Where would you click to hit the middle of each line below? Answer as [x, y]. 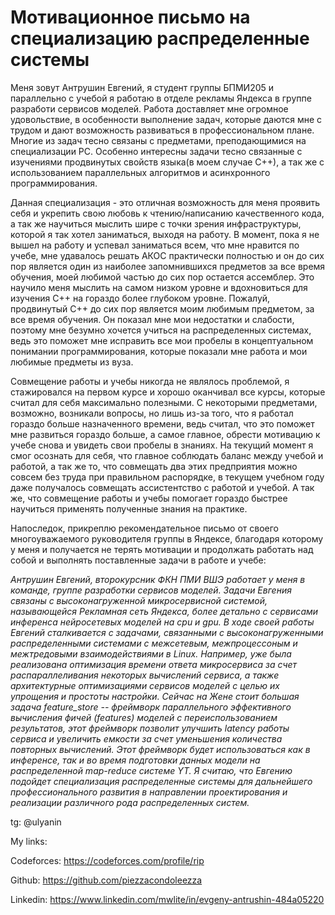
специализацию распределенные [160, 38]
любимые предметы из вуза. [72, 362]
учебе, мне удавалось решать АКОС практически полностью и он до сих [167, 255]
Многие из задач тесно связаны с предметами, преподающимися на [158, 140]
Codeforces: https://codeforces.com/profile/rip [107, 860]
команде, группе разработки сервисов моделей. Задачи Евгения [151, 590]
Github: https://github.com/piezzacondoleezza [106, 880]
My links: [29, 841]
